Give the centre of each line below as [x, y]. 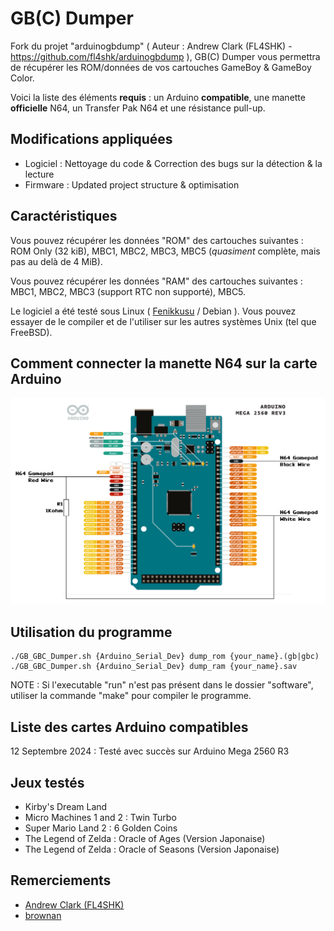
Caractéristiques [64, 216]
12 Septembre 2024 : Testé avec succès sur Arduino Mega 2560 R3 [150, 751]
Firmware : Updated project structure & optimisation [132, 184]
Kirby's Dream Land [66, 807]
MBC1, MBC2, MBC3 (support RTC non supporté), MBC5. [128, 291]
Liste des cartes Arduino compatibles [129, 727]
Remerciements [61, 880]
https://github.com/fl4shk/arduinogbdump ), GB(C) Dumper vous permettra [165, 56]
